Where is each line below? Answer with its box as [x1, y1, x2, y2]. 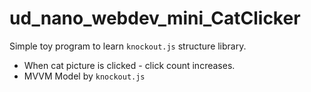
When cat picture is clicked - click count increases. [23, 59, 236, 71]
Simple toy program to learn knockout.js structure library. [9, 40, 247, 52]
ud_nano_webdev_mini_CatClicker [9, 7, 301, 30]
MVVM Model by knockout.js [23, 70, 146, 82]
